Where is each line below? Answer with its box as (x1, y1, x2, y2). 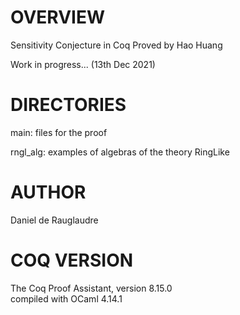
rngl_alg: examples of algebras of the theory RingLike (10, 146, 230, 158)
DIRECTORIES (10, 94, 127, 116)
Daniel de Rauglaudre (10, 214, 99, 226)
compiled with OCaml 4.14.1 (10, 292, 123, 305)
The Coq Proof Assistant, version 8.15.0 (10, 282, 173, 294)
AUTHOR (10, 181, 87, 204)
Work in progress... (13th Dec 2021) (10, 58, 156, 70)
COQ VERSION (10, 249, 134, 271)
